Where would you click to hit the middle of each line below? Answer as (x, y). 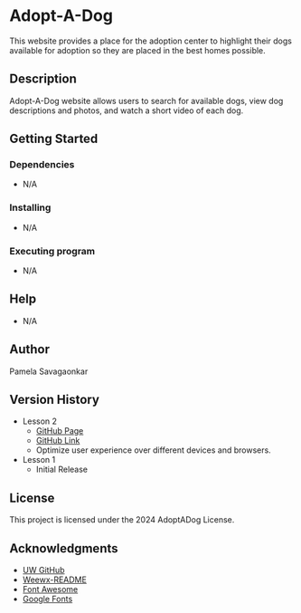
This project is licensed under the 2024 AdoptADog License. (122, 520)
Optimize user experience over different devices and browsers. (153, 450)
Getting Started (54, 139)
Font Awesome (50, 589)
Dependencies (42, 165)
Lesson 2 (39, 421)
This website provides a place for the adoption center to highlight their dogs (150, 41)
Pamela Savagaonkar (49, 371)
